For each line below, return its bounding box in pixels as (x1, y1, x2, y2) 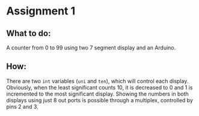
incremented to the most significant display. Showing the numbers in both (6, 90, 189, 97)
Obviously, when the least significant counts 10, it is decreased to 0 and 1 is (6, 84, 193, 91)
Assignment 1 (6, 4, 76, 18)
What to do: (6, 28, 51, 38)
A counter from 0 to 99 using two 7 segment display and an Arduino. (6, 44, 176, 51)
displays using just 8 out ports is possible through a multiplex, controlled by (6, 96, 194, 103)
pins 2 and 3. (6, 103, 39, 110)
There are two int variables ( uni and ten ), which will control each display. (6, 77, 189, 85)
